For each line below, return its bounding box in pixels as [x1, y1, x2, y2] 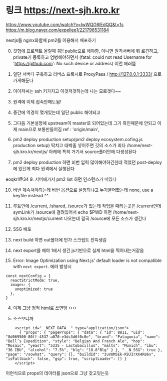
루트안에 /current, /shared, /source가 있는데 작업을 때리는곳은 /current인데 [12, 203, 161, 209]
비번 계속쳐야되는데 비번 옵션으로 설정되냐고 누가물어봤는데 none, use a [12, 187, 153, 193]
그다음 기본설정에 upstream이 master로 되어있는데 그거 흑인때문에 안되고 [12, 120, 156, 126]
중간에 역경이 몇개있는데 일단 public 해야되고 [12, 109, 100, 115]
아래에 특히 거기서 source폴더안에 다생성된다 [48, 149, 137, 155]
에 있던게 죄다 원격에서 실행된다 [12, 165, 74, 171]
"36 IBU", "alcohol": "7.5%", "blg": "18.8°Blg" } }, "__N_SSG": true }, [5, 347, 163, 352]
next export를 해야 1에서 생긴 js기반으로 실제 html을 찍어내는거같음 [12, 247, 144, 253]
